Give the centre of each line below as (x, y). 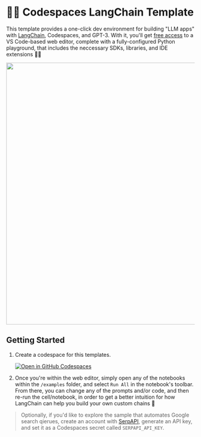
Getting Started (36, 340)
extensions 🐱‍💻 (24, 54)
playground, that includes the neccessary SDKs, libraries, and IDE (87, 48)
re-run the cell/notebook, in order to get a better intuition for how (95, 397)
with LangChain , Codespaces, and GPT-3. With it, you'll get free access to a (100, 35)
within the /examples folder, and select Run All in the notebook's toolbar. (104, 384)
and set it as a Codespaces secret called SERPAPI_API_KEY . (92, 427)
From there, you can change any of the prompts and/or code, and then (102, 390)
